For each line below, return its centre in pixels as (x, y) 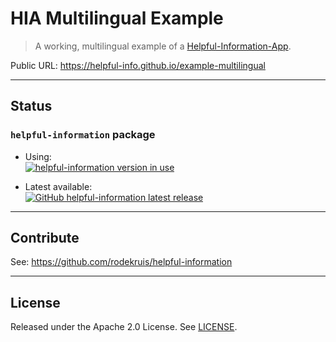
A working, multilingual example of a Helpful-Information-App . (163, 46)
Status (31, 106)
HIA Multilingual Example (117, 18)
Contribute (45, 238)
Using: (38, 156)
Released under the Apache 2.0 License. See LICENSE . (124, 327)
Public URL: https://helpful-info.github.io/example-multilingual (138, 65)
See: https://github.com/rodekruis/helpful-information (121, 262)
